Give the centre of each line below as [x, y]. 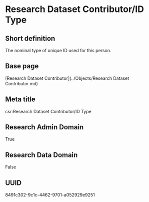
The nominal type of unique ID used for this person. [58, 50]
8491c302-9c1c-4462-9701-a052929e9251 [50, 195]
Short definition [30, 38]
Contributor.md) [22, 83]
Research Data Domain [41, 155]
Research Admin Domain [44, 127]
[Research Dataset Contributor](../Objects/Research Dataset [67, 78]
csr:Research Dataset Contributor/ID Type [48, 111]
